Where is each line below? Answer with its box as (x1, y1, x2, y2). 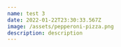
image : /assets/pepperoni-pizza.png (7, 23, 114, 30)
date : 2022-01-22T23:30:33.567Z (7, 17, 101, 23)
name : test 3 (7, 10, 45, 17)
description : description (7, 29, 83, 37)
